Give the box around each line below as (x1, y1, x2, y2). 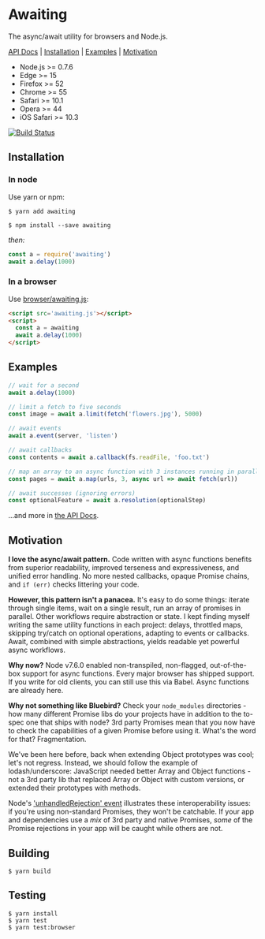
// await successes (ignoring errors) (8, 489, 136, 497)
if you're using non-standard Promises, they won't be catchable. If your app (8, 807, 255, 817)
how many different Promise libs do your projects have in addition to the (8, 710, 242, 719)
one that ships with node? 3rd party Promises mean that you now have (26, 717, 256, 727)
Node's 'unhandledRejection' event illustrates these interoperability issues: (8, 799, 251, 808)
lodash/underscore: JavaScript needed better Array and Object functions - (8, 766, 251, 776)
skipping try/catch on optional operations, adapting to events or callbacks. (8, 628, 250, 638)
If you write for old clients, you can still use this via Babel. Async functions (8, 677, 250, 687)
